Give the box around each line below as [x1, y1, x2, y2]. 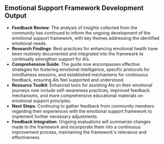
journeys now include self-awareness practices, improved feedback [11, 87, 150, 93]
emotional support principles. [11, 98, 72, 104]
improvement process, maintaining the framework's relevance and [11, 129, 147, 135]
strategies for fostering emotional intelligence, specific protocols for [11, 66, 150, 72]
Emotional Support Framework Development [4, 4, 144, 12]
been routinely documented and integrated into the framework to [11, 51, 144, 57]
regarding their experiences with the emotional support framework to [11, 108, 152, 114]
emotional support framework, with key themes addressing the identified [11, 35, 160, 41]
